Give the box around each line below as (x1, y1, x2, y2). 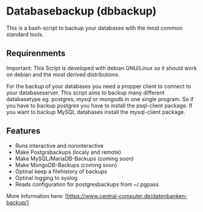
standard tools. (6, 30, 44, 38)
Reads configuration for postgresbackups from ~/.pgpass (15, 181, 159, 188)
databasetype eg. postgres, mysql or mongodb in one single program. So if (6, 95, 194, 102)
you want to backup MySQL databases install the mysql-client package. (6, 108, 186, 116)
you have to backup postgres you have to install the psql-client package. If (6, 102, 193, 109)
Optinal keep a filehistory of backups (15, 168, 107, 175)
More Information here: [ (6, 192, 68, 199)
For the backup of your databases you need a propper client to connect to (6, 82, 191, 90)
